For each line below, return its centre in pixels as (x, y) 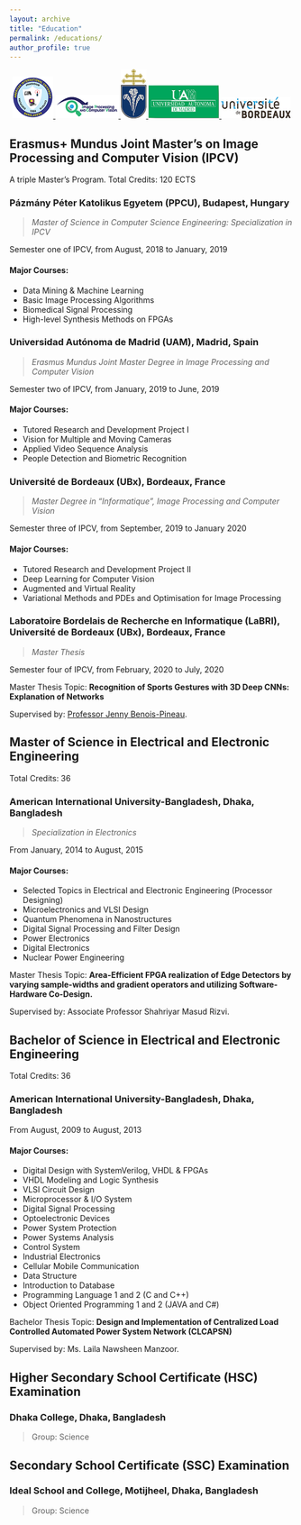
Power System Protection (69, 1228)
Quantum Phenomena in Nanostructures (97, 919)
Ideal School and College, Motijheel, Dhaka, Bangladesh (134, 1491)
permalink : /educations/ (56, 38)
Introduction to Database (68, 1285)
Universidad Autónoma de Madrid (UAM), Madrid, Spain (134, 342)
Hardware (28, 994)
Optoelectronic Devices (66, 1219)
